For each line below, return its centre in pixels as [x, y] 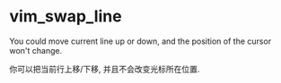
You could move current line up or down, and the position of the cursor [140, 41]
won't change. [36, 50]
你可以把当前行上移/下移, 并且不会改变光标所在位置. [105, 69]
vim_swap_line [66, 17]
